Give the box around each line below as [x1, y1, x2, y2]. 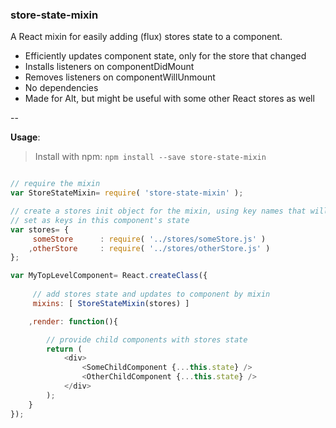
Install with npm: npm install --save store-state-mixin [34, 151, 267, 163]
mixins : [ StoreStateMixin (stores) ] [32, 298, 190, 308]
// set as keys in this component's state [10, 215, 190, 225]
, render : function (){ [28, 316, 118, 327]
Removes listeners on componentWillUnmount [24, 71, 216, 83]
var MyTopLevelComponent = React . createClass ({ [10, 271, 208, 281]
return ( [46, 344, 83, 354]
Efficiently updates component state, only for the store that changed [24, 50, 307, 62]
